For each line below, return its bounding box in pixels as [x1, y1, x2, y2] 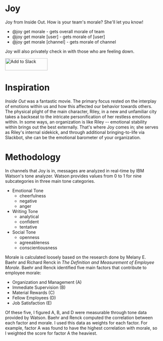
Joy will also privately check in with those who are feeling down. [5, 48, 135, 54]
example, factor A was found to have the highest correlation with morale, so [5, 325, 158, 331]
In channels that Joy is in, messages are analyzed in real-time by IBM [5, 168, 144, 173]
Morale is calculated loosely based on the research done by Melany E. [5, 254, 146, 260]
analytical [19, 213, 39, 219]
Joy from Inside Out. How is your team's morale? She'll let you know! [5, 19, 143, 25]
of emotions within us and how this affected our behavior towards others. [5, 103, 153, 109]
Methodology [5, 152, 61, 163]
